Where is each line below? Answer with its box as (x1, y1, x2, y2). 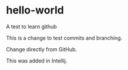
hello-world (6, 4, 65, 17)
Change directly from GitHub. (6, 45, 78, 53)
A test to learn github (6, 23, 57, 30)
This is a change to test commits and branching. (6, 34, 123, 41)
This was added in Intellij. (6, 57, 68, 64)
